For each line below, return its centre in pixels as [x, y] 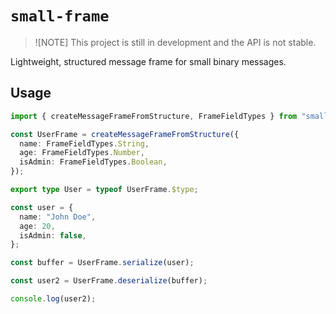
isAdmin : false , [53, 235]
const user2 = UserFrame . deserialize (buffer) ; [109, 281]
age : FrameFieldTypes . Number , [82, 153]
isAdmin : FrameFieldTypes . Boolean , [93, 162]
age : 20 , [37, 226]
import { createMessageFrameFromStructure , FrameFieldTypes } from [154, 116]
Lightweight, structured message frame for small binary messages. [148, 61]
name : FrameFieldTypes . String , [84, 143]
